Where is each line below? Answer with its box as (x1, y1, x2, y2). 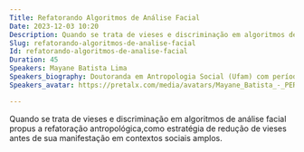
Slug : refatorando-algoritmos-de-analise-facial (9, 38, 196, 48)
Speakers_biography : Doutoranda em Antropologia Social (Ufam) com (9, 72, 270, 81)
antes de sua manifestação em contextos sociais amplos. (9, 132, 223, 143)
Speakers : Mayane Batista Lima (9, 64, 128, 73)
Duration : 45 (9, 55, 59, 64)
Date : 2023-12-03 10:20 (9, 22, 100, 31)
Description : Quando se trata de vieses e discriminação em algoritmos (9, 30, 285, 39)
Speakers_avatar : (9, 81, 75, 90)
